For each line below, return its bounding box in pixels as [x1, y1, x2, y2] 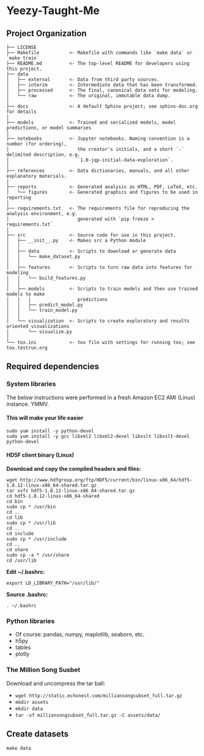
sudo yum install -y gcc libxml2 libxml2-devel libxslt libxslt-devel [6, 433, 190, 439]
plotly [15, 651, 30, 658]
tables [15, 644, 31, 651]
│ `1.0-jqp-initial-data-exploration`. [6, 157, 173, 163]
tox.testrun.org [6, 345, 48, 351]
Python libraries [6, 617, 55, 625]
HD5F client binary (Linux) [6, 451, 75, 459]
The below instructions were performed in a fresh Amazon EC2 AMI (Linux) [6, 394, 195, 401]
